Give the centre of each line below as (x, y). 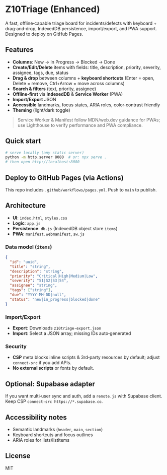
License (18, 456)
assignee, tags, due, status (40, 73)
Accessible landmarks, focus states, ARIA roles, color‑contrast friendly (86, 105)
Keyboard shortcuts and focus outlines (53, 435)
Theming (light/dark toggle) (41, 110)
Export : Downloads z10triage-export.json (57, 328)
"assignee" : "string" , (33, 286)
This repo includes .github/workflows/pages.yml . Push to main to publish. (81, 190)
